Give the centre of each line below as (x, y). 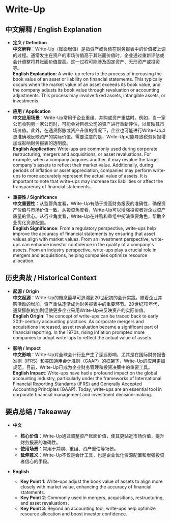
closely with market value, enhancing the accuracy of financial (86, 486)
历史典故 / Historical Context (51, 278)
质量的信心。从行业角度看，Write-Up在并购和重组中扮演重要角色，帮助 (87, 216)
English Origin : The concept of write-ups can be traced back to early (85, 316)
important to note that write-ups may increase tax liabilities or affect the (88, 181)
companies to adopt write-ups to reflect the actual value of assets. (82, 337)
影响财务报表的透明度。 (46, 143)
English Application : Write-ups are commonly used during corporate (85, 149)
